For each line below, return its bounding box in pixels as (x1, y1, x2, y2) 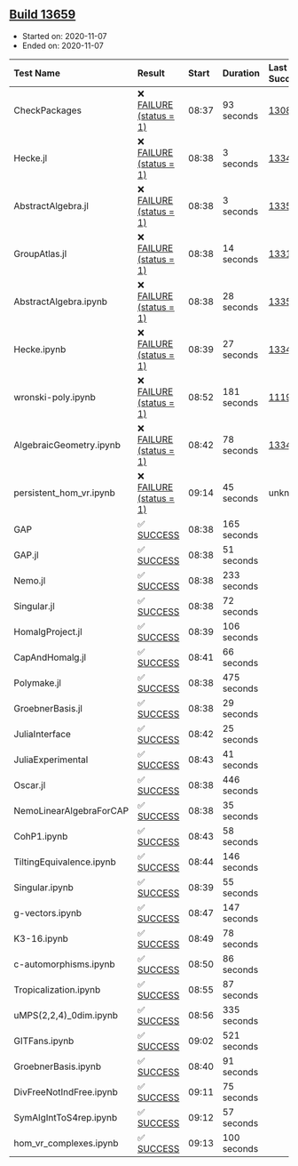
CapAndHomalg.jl (13, 651, 87, 663)
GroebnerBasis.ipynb (13, 1060, 102, 1073)
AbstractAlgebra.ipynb (13, 295, 108, 308)
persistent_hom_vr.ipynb (13, 487, 115, 499)
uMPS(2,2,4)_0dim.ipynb (13, 1009, 118, 1021)
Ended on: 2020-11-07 (21, 40, 104, 51)
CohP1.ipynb (13, 830, 68, 842)
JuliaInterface (13, 728, 71, 740)
